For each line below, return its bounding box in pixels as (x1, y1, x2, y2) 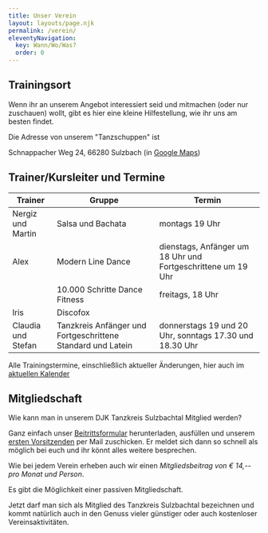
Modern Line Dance (57, 256, 131, 267)
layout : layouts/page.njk (8, 19, 94, 27)
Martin (12, 228, 37, 239)
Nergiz (12, 208, 37, 219)
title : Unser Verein (8, 11, 77, 20)
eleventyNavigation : (8, 34, 77, 42)
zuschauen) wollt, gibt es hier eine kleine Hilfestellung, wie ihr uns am (8, 108, 238, 117)
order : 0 (15, 49, 45, 57)
